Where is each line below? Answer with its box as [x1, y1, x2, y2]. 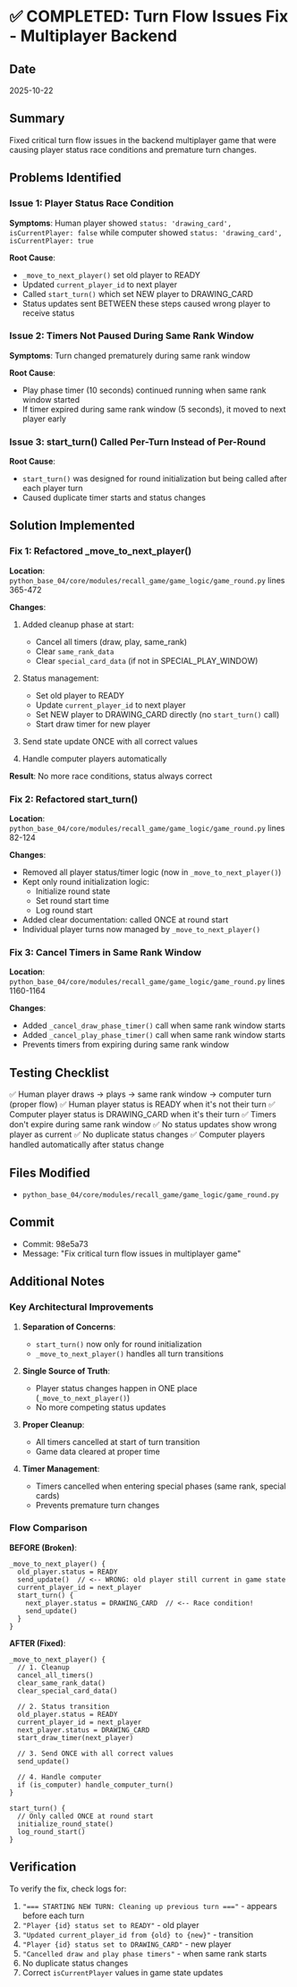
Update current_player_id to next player [35, 700, 186, 710]
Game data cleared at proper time [35, 1446, 161, 1456]
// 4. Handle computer [17, 1772, 102, 1781]
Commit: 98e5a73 [21, 1238, 89, 1249]
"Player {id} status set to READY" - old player [21, 1919, 199, 1930]
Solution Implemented [9, 518, 136, 533]
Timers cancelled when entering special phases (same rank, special [35, 1481, 286, 1491]
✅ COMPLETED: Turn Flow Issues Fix [9, 6, 289, 27]
